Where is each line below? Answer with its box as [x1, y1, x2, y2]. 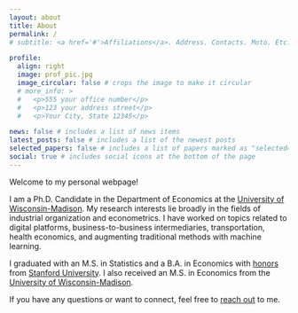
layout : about [9, 12, 62, 22]
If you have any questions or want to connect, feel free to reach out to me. [9, 293, 281, 304]
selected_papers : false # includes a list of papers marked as [9, 144, 248, 153]
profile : [9, 54, 42, 63]
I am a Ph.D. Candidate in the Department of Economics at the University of [9, 193, 285, 204]
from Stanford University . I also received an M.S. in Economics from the [9, 267, 271, 278]
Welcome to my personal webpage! [9, 176, 139, 187]
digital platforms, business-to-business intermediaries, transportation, [9, 222, 265, 232]
